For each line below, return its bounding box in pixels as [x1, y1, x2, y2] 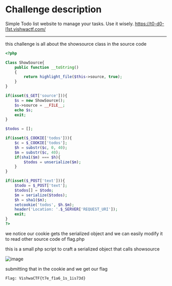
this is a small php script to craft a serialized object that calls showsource [5, 245, 160, 252]
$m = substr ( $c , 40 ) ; [14, 150, 60, 155]
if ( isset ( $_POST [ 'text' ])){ [5, 178, 66, 183]
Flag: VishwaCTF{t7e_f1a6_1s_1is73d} [5, 276, 86, 281]
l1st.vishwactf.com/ [5, 26, 46, 32]
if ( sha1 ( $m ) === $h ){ [14, 155, 60, 160]
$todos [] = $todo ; [14, 187, 54, 193]
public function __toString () [14, 65, 79, 70]
